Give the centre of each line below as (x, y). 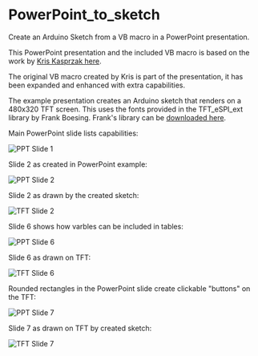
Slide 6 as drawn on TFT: (50, 257)
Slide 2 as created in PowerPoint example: (78, 164)
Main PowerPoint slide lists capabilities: (73, 133)
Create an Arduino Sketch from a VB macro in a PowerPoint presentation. (129, 37)
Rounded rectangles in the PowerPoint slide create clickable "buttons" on (129, 288)
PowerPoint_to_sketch (84, 15)
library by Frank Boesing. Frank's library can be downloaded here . (117, 117)
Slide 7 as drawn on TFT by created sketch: (80, 328)
